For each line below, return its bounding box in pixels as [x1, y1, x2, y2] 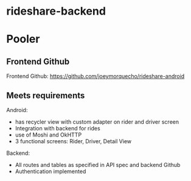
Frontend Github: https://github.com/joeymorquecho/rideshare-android [6, 73, 185, 80]
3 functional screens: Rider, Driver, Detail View [15, 138, 132, 144]
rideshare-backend [6, 4, 106, 18]
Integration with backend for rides [15, 125, 100, 132]
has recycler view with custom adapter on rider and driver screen [15, 118, 179, 126]
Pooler [6, 32, 40, 46]
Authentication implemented [15, 168, 86, 175]
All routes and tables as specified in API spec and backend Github [15, 161, 181, 168]
